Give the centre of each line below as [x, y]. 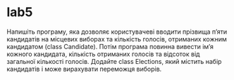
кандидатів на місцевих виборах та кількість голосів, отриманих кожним [117, 39]
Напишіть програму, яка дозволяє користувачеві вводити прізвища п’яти [117, 32]
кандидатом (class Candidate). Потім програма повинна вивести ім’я [110, 46]
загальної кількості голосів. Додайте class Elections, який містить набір [114, 61]
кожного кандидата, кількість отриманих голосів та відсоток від [103, 54]
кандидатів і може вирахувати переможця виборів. [84, 69]
